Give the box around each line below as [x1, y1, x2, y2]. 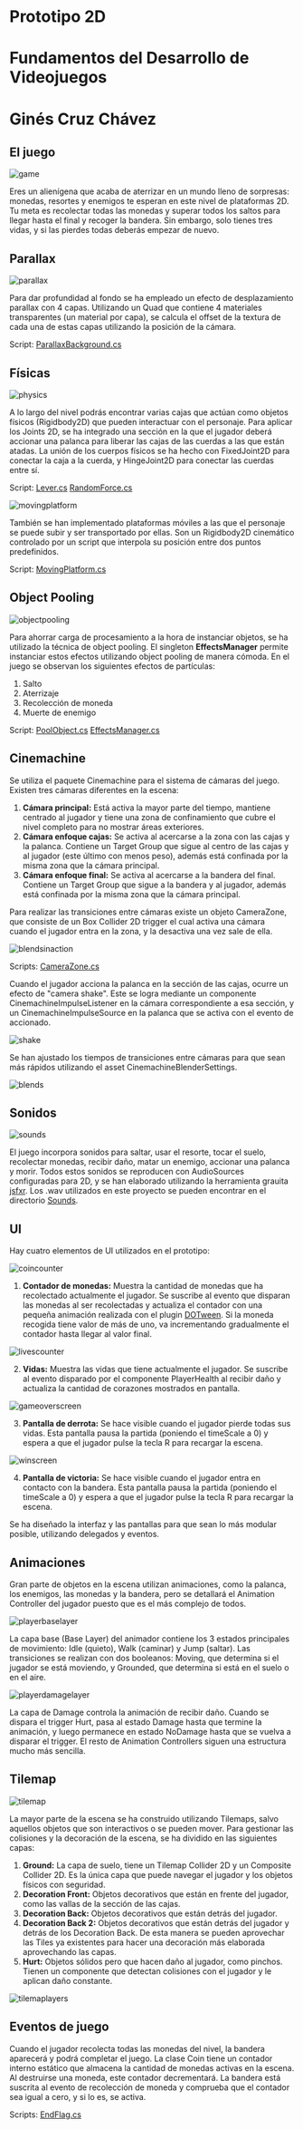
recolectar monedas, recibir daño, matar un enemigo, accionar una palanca [9, 1156, 290, 1167]
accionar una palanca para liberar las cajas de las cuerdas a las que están [9, 436, 285, 446]
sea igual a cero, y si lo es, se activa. [9, 2091, 147, 2102]
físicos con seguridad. [22, 1879, 106, 1890]
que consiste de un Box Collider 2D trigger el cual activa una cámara [9, 915, 265, 926]
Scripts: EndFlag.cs [9, 2109, 81, 2120]
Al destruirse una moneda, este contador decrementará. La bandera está [9, 2072, 281, 2083]
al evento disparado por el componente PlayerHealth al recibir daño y [22, 1373, 282, 1384]
